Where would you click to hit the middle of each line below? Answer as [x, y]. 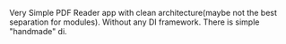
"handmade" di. [38, 31]
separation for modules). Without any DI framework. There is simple [134, 22]
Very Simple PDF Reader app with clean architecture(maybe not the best [143, 13]
